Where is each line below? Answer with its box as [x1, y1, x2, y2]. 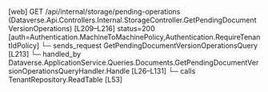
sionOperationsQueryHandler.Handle [8, 66, 130, 75]
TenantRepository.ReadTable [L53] [8, 75, 122, 84]
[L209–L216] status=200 [74, 24, 156, 33]
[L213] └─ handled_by [8, 50, 82, 58]
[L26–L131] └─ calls [131, 66, 196, 75]
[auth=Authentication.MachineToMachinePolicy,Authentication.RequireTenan [8, 32, 261, 42]
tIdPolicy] [8, 41, 40, 50]
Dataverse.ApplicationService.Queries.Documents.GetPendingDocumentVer [8, 58, 259, 67]
